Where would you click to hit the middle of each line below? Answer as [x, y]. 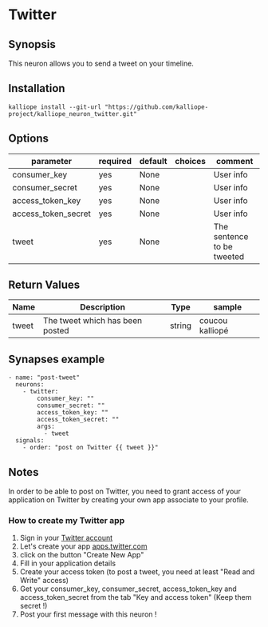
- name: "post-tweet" [44, 377]
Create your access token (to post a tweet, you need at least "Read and [137, 572]
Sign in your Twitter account [66, 538]
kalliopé [214, 331]
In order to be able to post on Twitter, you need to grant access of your [124, 491]
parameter [52, 161]
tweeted [229, 256]
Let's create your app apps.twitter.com [83, 546]
